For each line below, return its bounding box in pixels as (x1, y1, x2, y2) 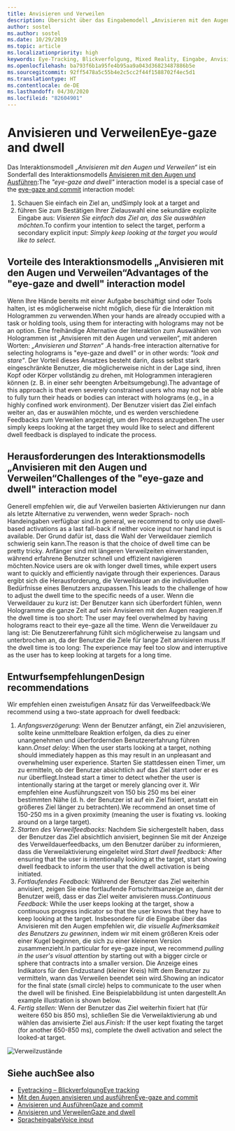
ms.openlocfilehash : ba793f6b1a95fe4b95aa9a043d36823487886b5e (7, 62, 196, 69)
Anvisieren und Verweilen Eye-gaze (7, 125, 217, 141)
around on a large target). (17, 818, 92, 826)
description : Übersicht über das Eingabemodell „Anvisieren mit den (7, 17, 211, 24)
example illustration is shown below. (17, 996, 122, 1004)
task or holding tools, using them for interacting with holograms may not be (7, 319, 224, 327)
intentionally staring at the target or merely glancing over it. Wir (17, 781, 200, 789)
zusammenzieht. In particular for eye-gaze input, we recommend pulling (17, 944, 224, 953)
